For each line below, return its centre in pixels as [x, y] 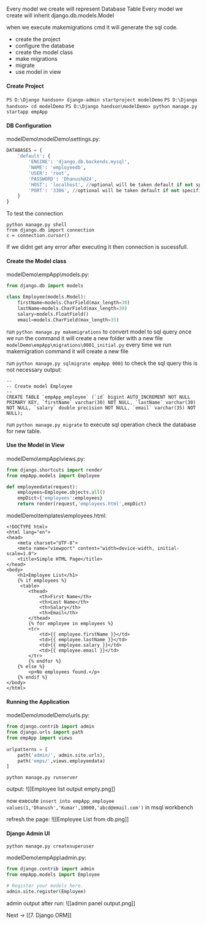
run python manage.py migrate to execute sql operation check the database [101, 424]
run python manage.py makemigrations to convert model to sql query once [99, 332]
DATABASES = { [25, 150]
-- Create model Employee [39, 386]
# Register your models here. [45, 886]
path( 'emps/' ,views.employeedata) [61, 761]
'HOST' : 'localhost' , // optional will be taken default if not [111, 185]
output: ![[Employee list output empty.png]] [61, 789]
